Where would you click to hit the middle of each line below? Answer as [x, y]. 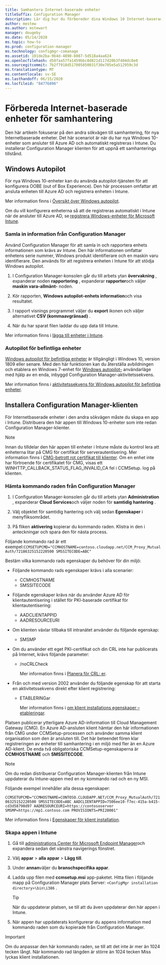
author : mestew [21, 24]
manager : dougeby [23, 33]
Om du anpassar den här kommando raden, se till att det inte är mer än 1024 [83, 947]
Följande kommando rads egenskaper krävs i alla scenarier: [73, 571]
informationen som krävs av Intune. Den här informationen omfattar [74, 250]
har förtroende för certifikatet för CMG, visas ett [54, 462]
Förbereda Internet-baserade [66, 108]
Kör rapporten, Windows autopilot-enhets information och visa [77, 296]
